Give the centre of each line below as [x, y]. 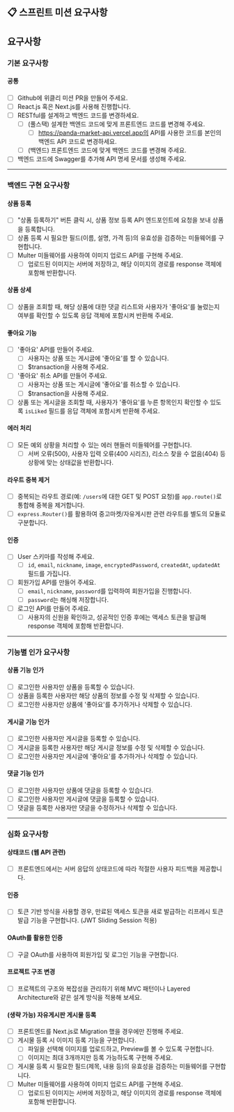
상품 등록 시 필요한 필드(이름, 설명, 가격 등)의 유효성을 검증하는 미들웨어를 [117, 238]
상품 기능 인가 [25, 670]
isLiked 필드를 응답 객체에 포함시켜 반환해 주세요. [92, 411]
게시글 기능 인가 [29, 721]
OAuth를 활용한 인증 [35, 938]
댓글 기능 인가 [25, 774]
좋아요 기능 [22, 333]
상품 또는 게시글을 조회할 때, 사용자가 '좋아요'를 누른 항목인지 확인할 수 [113, 402]
